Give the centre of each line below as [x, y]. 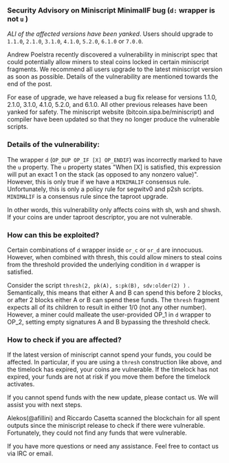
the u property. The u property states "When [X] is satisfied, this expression [114, 167]
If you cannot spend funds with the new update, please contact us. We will [113, 397]
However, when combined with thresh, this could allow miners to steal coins [115, 257]
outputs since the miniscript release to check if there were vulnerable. [106, 426]
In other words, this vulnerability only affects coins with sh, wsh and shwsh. [114, 210]
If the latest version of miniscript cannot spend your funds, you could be [109, 355]
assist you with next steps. [45, 405]
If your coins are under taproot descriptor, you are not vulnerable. [100, 217]
